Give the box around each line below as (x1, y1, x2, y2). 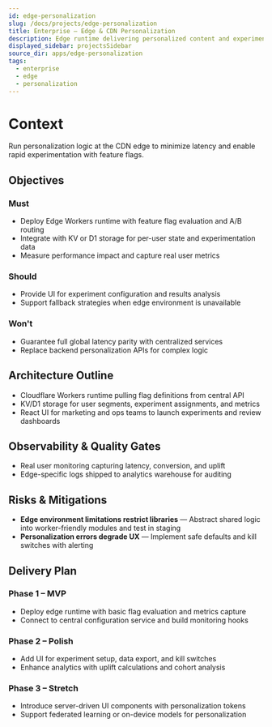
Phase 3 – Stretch (8, 682, 79, 694)
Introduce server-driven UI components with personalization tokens (19, 701, 246, 711)
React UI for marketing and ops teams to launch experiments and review (19, 407, 261, 417)
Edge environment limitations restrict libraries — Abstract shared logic (19, 515, 261, 524)
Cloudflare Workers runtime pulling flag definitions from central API (19, 390, 244, 400)
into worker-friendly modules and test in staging (19, 524, 181, 533)
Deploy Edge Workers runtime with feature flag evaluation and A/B (19, 216, 242, 226)
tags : (8, 58, 27, 66)
